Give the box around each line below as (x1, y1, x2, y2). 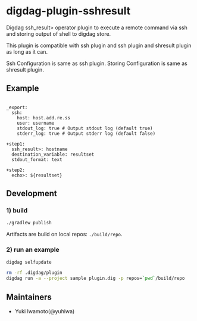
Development (6, 189, 58, 199)
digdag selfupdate (6, 259, 52, 265)
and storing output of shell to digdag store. (6, 30, 111, 37)
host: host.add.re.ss (17, 115, 70, 121)
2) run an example (6, 246, 60, 254)
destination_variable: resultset (11, 151, 95, 158)
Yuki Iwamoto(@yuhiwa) (14, 308, 75, 315)
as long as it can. (6, 48, 48, 55)
